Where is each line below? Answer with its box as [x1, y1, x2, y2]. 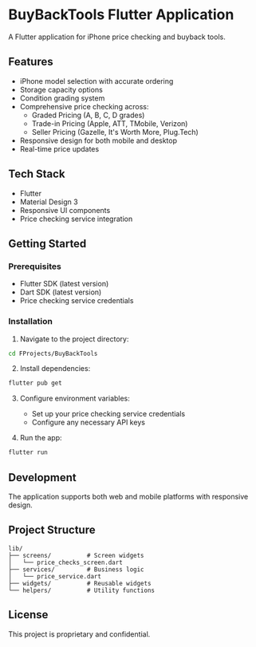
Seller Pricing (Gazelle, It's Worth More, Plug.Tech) [31, 127, 199, 136]
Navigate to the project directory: [19, 333, 129, 344]
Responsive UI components [19, 205, 111, 215]
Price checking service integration [19, 214, 133, 223]
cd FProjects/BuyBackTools [8, 349, 98, 357]
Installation [8, 316, 53, 327]
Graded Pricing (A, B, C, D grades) [31, 110, 145, 120]
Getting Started [8, 237, 87, 251]
